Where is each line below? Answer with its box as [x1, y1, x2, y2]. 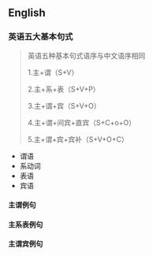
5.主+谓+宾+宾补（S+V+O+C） [27, 134, 129, 144]
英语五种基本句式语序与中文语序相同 [27, 50, 146, 60]
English [8, 6, 46, 20]
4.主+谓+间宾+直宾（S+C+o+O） [27, 117, 136, 127]
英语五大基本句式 [8, 32, 73, 43]
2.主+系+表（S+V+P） [27, 84, 100, 94]
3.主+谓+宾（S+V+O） [27, 101, 101, 110]
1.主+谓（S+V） [27, 67, 79, 77]
